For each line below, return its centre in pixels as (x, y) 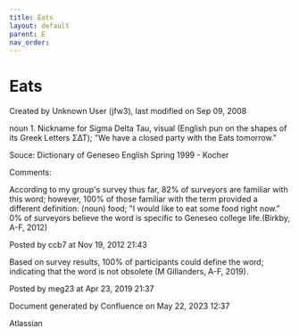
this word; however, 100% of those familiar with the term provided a (134, 199)
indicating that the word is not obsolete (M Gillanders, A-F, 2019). (129, 272)
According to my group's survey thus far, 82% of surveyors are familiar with (149, 190)
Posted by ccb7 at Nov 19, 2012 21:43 (78, 245)
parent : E (28, 34)
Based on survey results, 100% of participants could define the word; (137, 262)
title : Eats (31, 17)
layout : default (39, 26)
